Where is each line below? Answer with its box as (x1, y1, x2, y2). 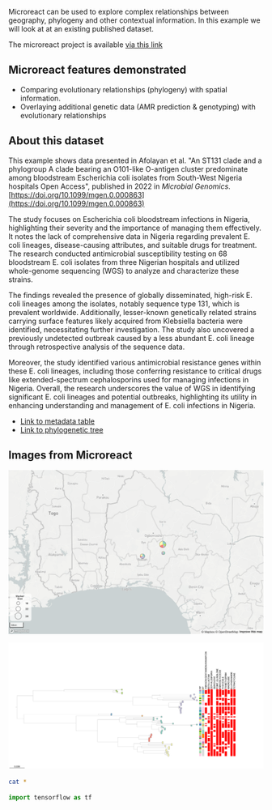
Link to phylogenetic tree (19, 424, 104, 434)
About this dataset (8, 134, 104, 148)
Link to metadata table (19, 416, 96, 426)
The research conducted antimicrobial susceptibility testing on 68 (8, 249, 228, 258)
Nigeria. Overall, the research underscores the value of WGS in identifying (8, 383, 256, 393)
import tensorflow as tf (8, 793, 92, 801)
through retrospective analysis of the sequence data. (8, 342, 185, 352)
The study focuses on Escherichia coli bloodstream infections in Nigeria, (8, 214, 250, 224)
